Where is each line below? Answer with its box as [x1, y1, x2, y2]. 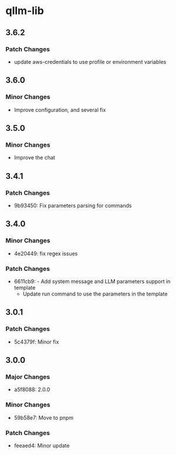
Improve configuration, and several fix [13, 106, 106, 113]
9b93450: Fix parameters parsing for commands [13, 202, 132, 209]
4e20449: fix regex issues [13, 250, 78, 257]
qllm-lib [5, 4, 45, 18]
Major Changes [5, 372, 50, 381]
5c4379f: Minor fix [13, 338, 59, 345]
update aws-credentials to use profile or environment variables [13, 58, 167, 65]
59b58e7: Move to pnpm [13, 414, 74, 421]
